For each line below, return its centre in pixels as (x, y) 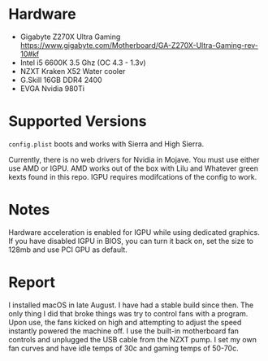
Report (32, 282)
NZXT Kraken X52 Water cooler (73, 71)
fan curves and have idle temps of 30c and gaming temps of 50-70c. (123, 348)
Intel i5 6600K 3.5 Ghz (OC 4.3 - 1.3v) (83, 63)
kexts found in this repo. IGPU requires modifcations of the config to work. (133, 176)
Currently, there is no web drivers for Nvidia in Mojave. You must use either (134, 159)
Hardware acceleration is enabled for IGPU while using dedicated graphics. (134, 232)
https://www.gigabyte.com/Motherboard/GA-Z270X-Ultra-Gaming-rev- (139, 45)
